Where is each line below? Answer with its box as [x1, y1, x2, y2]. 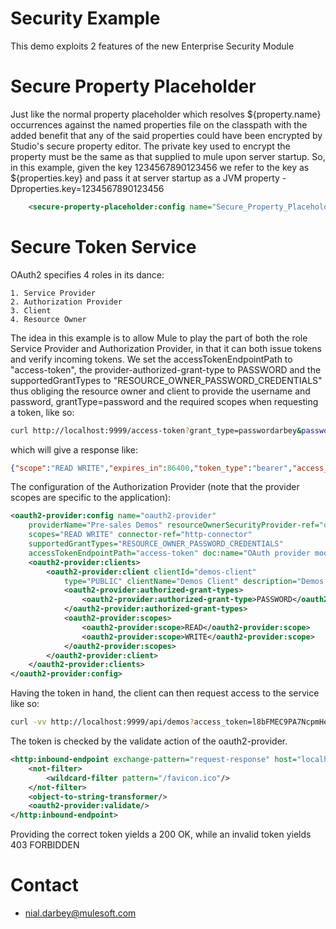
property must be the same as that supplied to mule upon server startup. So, [10, 150, 326, 162]
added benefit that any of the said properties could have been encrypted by [10, 129, 323, 141]
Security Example [10, 7, 161, 30]
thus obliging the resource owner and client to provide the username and [10, 385, 311, 397]
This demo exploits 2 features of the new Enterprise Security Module [10, 40, 295, 52]
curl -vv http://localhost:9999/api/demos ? [10, 717, 195, 727]
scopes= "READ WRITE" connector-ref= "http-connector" [28, 530, 253, 540]
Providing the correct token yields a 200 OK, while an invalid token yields [10, 828, 312, 841]
